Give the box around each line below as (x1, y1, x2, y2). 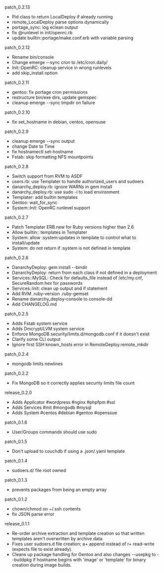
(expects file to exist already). (11, 546, 73, 552)
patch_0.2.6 (4, 255, 29, 260)
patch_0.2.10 (4, 109, 30, 115)
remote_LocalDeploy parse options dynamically (11, 19, 109, 25)
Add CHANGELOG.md (11, 301, 57, 307)
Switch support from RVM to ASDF (11, 173, 83, 179)
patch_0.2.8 (4, 164, 29, 169)
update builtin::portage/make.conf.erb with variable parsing (11, 35, 133, 41)
